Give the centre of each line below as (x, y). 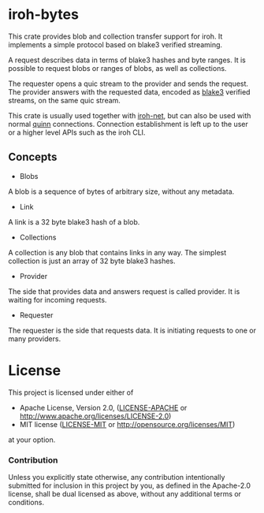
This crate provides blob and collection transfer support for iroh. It (115, 36)
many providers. (35, 338)
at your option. (32, 440)
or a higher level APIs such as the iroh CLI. (77, 132)
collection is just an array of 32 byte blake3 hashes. (92, 261)
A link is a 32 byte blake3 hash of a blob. (74, 221)
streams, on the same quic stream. (64, 100)
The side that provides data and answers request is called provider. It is (124, 291)
